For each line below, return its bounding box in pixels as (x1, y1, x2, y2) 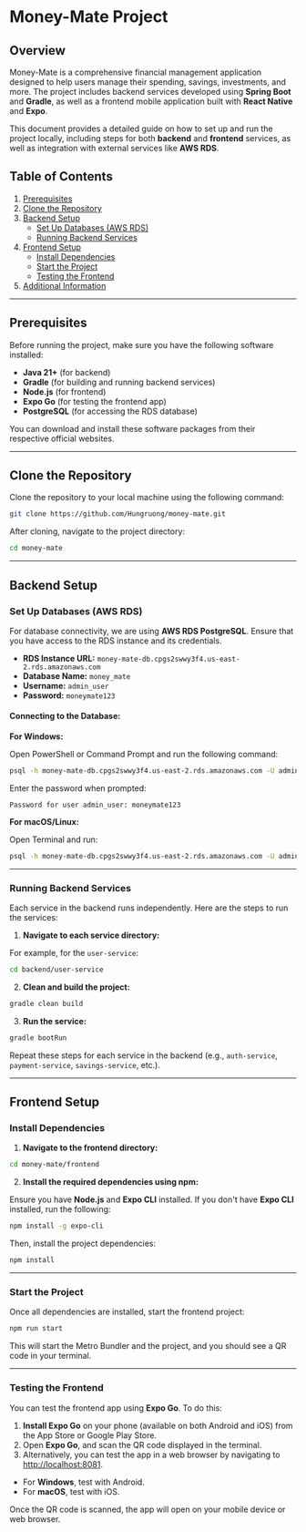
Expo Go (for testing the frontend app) (22, 396, 167, 406)
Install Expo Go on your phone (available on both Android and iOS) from (22, 1420, 293, 1431)
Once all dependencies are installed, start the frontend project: (9, 1306, 245, 1318)
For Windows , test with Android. (22, 1476, 146, 1487)
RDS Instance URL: (22, 653, 96, 663)
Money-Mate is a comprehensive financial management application (9, 67, 262, 77)
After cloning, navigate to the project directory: (9, 526, 185, 537)
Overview (9, 43, 66, 58)
